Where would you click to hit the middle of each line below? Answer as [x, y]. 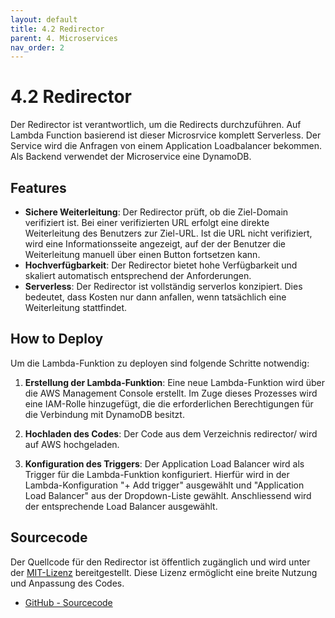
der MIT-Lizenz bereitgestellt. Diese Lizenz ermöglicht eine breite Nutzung [164, 572]
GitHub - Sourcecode [68, 602]
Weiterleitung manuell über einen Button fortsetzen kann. [142, 254]
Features [38, 187]
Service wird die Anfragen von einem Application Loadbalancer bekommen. [166, 146]
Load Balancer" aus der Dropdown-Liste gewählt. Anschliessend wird [168, 495]
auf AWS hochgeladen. [72, 444]
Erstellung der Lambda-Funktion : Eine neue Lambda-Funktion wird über [174, 382]
